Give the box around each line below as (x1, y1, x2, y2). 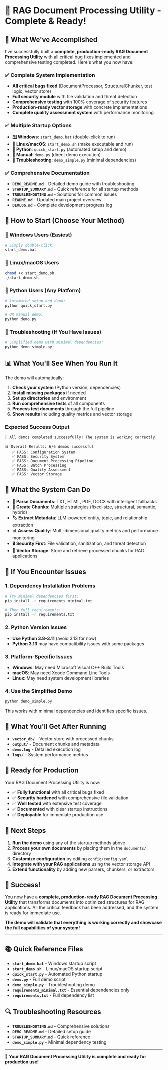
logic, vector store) (12, 88, 51, 94)
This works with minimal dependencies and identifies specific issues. (5, 708, 148, 714)
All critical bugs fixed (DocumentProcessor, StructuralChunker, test (12, 83, 152, 89)
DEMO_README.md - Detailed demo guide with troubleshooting (12, 180, 135, 187)
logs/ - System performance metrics (12, 751, 88, 757)
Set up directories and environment (12, 395, 86, 401)
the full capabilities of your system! (5, 925, 80, 931)
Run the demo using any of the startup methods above (12, 840, 126, 846)
